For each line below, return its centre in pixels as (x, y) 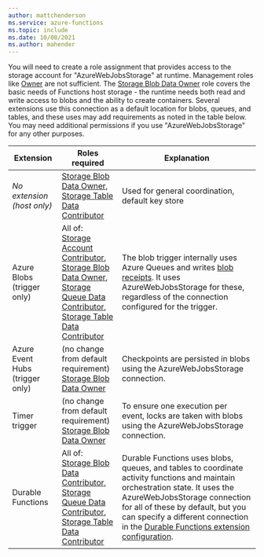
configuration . (148, 537)
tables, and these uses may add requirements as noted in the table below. (127, 117)
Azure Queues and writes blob (178, 268)
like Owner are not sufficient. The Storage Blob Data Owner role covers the (129, 84)
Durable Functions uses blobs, (178, 458)
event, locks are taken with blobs (182, 416)
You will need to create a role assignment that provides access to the (120, 67)
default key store (153, 201)
